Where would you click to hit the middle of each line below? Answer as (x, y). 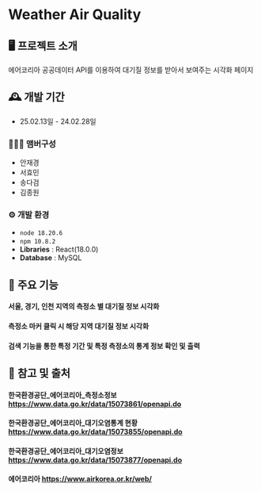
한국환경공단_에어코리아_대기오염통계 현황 (73, 423)
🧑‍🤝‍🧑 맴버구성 (32, 144)
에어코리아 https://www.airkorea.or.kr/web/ (80, 479)
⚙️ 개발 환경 (29, 215)
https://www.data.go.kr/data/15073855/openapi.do (96, 432)
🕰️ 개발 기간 (36, 97)
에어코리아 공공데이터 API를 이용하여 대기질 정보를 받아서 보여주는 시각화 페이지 (131, 70)
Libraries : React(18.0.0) (59, 249)
